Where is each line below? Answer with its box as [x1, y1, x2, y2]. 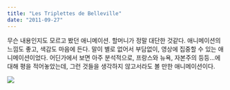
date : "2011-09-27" [7, 16, 64, 23]
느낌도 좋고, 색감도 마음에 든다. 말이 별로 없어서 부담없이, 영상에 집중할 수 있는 [7, 45, 217, 53]
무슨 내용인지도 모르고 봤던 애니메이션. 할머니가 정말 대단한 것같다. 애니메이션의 [7, 36, 221, 45]
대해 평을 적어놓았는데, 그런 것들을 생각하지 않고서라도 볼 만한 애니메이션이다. [7, 62, 215, 70]
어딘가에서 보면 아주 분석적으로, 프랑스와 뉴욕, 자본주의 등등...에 [49, 53, 221, 62]
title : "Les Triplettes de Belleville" [7, 10, 122, 17]
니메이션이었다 [7, 53, 47, 62]
